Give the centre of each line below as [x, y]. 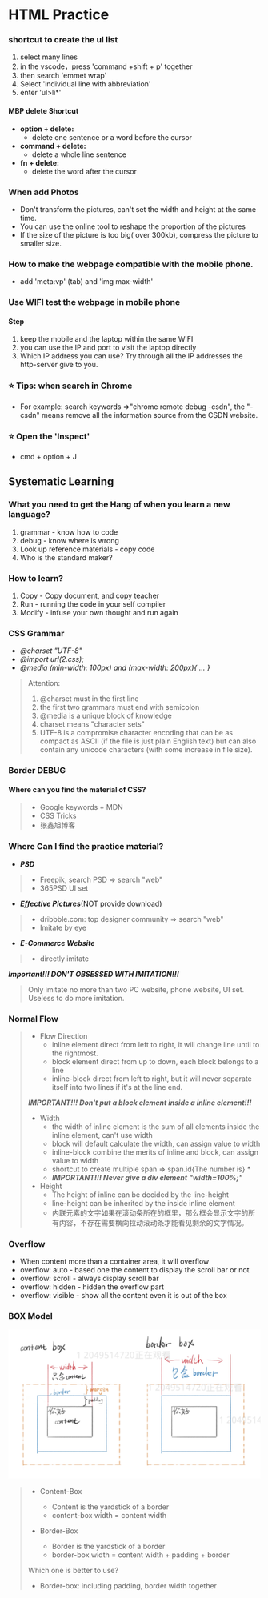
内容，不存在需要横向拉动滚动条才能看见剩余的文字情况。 [154, 1223]
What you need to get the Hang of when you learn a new [119, 504]
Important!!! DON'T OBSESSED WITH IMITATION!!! [94, 974]
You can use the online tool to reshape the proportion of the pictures [133, 226]
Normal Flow [33, 1019]
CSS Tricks [58, 816]
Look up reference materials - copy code [87, 549]
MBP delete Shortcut [44, 111]
